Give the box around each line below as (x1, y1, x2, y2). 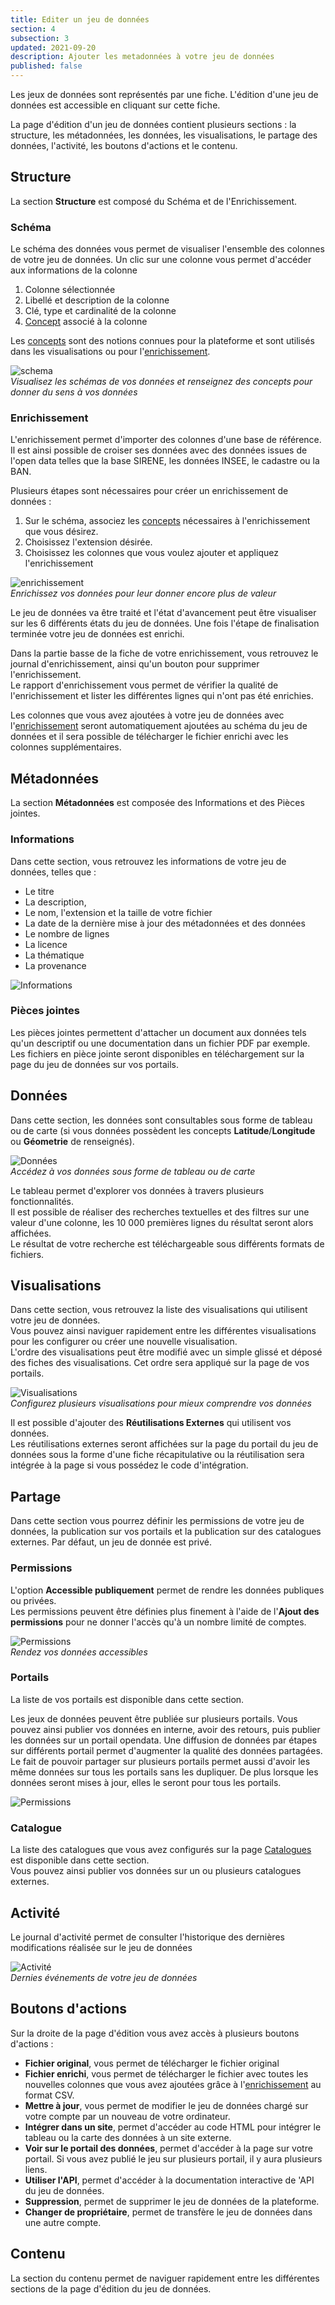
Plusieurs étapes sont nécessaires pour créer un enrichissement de (10, 485, 289, 497)
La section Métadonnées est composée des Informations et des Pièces (10, 797, 305, 809)
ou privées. (10, 1594, 57, 1606)
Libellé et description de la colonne (24, 294, 170, 306)
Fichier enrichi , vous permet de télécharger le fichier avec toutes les (24, 2067, 309, 2080)
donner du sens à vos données (10, 386, 138, 398)
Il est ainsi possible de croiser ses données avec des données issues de (10, 444, 308, 456)
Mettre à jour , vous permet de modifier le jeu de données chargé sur (24, 2099, 309, 2111)
